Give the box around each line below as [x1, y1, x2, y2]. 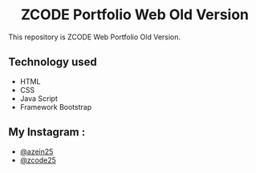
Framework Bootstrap [19, 102, 92, 111]
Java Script [19, 94, 58, 103]
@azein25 [19, 147, 54, 156]
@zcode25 [19, 155, 56, 165]
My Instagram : [8, 126, 86, 139]
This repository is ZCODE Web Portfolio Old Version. [8, 32, 181, 42]
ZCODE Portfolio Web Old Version [20, 6, 250, 24]
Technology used [8, 55, 98, 69]
